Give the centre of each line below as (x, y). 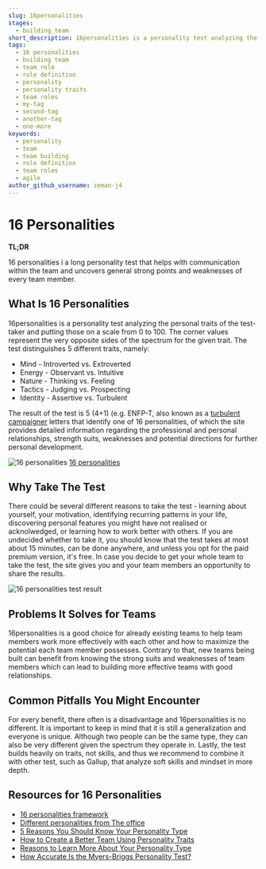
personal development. (46, 446)
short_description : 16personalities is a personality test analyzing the (133, 38)
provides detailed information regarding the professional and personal (123, 430)
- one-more (33, 126)
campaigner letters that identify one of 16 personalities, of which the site (127, 421)
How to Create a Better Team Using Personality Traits (107, 840)
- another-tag (39, 119)
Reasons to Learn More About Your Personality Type (106, 848)
